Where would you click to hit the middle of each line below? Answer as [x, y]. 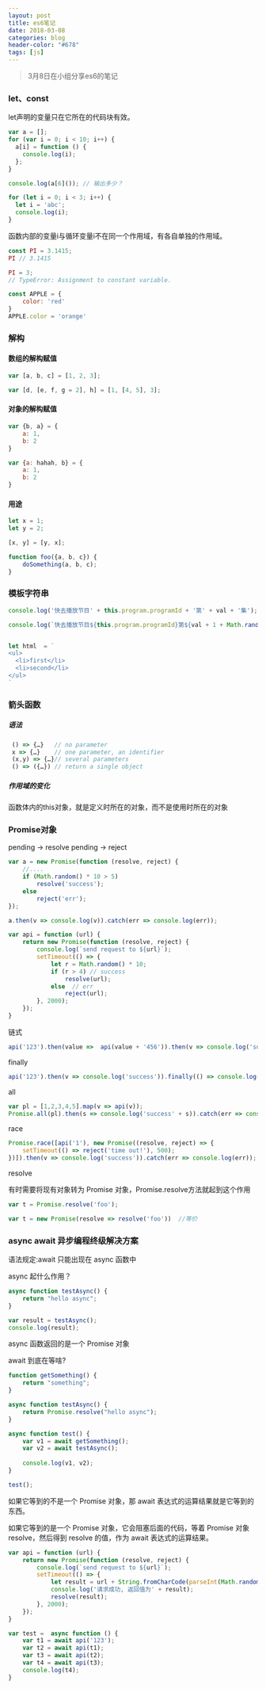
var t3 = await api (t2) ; [63, 1656]
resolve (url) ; [88, 979]
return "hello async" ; [60, 1298]
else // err [72, 986]
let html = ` [32, 646]
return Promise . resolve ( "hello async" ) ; [90, 1412]
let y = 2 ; [26, 529]
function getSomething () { [53, 1376]
